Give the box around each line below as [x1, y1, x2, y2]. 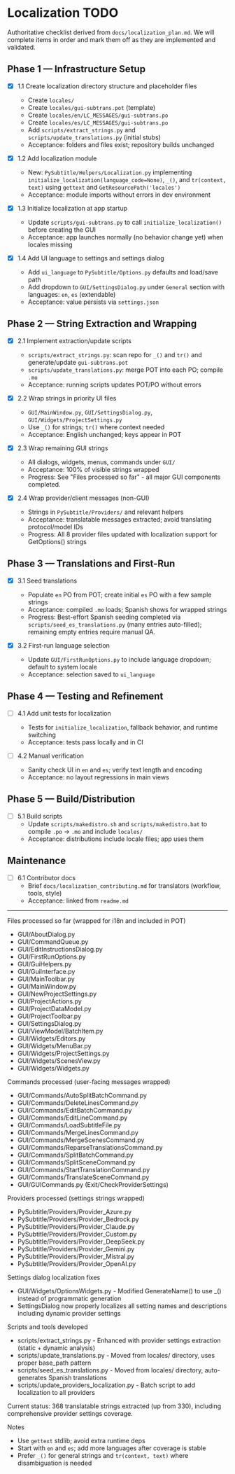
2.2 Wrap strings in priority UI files [17, 394, 117, 402]
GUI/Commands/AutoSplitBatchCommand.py [17, 1091, 147, 1099]
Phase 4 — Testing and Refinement [7, 690, 164, 702]
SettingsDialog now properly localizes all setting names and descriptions [17, 1301, 227, 1310]
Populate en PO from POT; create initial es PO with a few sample [27, 590, 212, 599]
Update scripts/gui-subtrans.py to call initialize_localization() [27, 218, 222, 226]
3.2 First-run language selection [17, 641, 111, 649]
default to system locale [27, 663, 98, 671]
